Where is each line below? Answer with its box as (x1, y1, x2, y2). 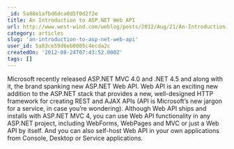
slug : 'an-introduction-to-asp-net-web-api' (7, 36, 139, 43)
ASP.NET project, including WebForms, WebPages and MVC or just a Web (7, 119, 219, 127)
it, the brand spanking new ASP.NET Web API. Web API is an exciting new (7, 81, 219, 91)
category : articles (7, 29, 64, 37)
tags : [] (7, 56, 33, 63)
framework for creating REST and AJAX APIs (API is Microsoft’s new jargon (7, 97, 223, 105)
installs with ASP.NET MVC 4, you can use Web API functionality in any (7, 111, 211, 120)
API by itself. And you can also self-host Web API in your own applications (7, 126, 219, 134)
